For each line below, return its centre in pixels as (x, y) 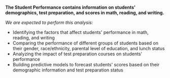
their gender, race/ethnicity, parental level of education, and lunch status (89, 48)
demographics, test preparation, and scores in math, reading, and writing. (85, 13)
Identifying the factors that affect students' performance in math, (80, 32)
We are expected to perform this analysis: (49, 23)
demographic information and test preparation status (68, 70)
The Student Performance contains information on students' (71, 7)
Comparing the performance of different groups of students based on (86, 43)
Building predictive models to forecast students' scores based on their (86, 65)
